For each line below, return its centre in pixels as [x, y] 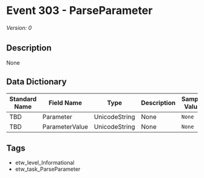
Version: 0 [19, 27]
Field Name [65, 103]
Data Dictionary [36, 82]
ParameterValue [65, 126]
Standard [23, 99]
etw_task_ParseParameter [48, 169]
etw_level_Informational [45, 163]
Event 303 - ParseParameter [80, 11]
